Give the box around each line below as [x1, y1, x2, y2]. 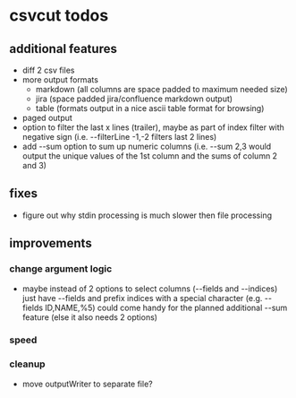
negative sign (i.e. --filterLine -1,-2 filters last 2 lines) [21, 132, 217, 142]
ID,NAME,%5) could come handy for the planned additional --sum [44, 302, 288, 313]
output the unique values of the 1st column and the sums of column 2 [21, 151, 278, 161]
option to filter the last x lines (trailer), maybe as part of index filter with [21, 122, 284, 133]
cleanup [9, 358, 47, 370]
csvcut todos [9, 5, 109, 26]
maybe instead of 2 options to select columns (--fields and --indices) [21, 283, 278, 294]
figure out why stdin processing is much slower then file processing [21, 210, 273, 221]
